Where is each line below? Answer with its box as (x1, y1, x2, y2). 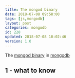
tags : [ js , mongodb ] (5, 16, 45, 21)
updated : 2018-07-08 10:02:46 (5, 35, 67, 39)
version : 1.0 (5, 39, 32, 44)
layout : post (5, 20, 32, 26)
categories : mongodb (5, 25, 47, 30)
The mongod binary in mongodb (5, 52, 70, 58)
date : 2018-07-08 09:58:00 (5, 12, 60, 17)
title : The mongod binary (5, 7, 57, 12)
